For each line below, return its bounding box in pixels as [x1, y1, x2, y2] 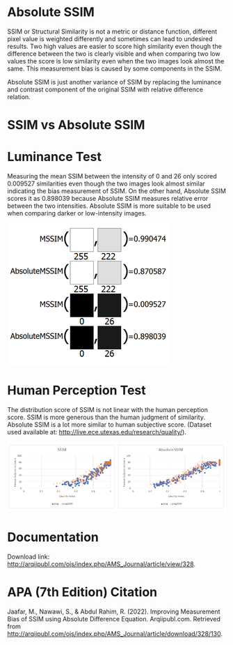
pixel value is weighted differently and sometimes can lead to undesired [7, 34, 213, 43]
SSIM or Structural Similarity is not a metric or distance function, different [7, 27, 218, 36]
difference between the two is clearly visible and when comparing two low [7, 50, 220, 58]
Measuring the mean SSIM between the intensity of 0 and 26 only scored [7, 172, 217, 181]
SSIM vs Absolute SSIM [7, 117, 145, 133]
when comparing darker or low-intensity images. [7, 209, 147, 218]
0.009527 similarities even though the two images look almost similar [7, 179, 205, 188]
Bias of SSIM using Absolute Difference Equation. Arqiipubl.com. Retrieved [7, 614, 221, 623]
